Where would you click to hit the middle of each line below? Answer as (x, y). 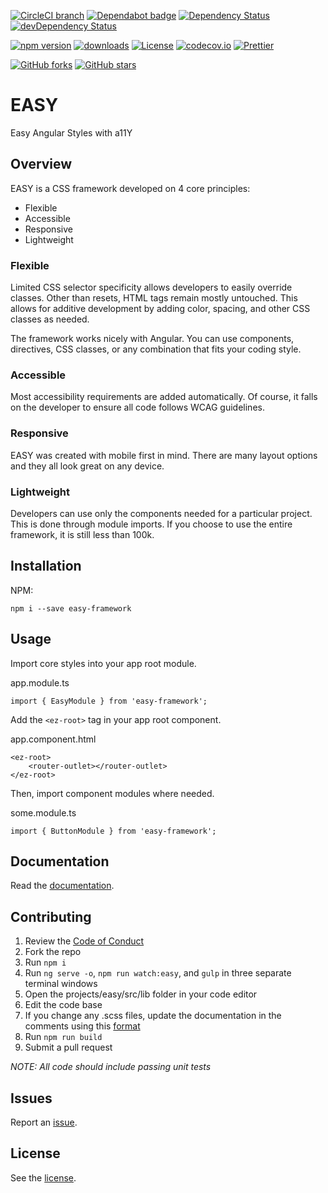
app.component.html (53, 739)
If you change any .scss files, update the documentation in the (153, 1016)
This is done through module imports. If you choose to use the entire (151, 524)
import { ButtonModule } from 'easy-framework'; (113, 831)
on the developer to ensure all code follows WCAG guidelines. (137, 407)
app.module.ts (40, 682)
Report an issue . (44, 1122)
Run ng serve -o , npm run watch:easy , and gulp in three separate (158, 973)
